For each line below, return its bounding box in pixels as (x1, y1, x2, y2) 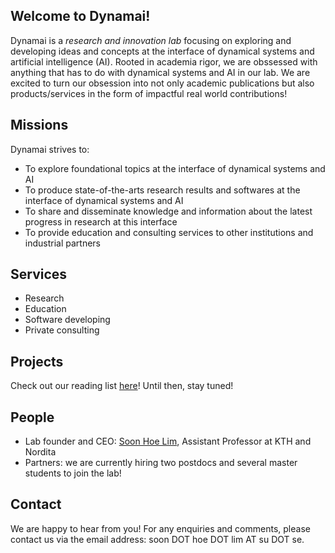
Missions (10, 117, 69, 134)
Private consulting (24, 324, 100, 336)
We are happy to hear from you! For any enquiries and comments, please (10, 522, 311, 534)
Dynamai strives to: (10, 143, 90, 155)
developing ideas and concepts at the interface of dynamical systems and (10, 45, 315, 57)
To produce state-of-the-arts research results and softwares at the (24, 184, 301, 196)
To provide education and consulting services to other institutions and (24, 226, 314, 238)
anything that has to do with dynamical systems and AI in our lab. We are (10, 66, 311, 78)
